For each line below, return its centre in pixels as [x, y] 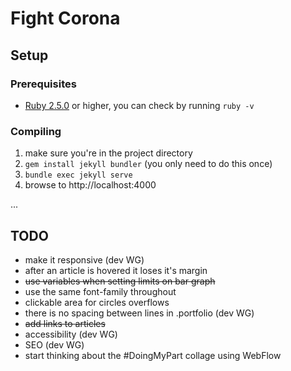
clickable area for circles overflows [97, 302]
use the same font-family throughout [100, 291]
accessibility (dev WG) [71, 334]
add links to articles [65, 323]
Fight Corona [65, 18]
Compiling [36, 131]
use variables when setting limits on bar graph [120, 281]
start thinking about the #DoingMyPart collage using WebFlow [153, 355]
